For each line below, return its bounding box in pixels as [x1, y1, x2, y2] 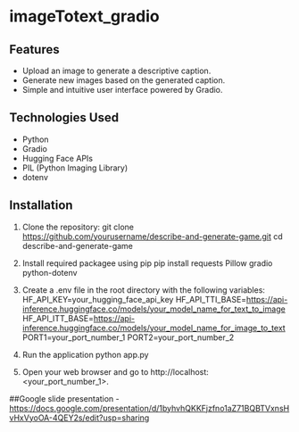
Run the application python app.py [21, 349, 149, 360]
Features [9, 42, 60, 57]
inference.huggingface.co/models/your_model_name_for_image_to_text [21, 322, 286, 333]
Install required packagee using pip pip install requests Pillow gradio [21, 257, 273, 269]
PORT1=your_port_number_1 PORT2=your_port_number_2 [21, 332, 235, 343]
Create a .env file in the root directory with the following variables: [21, 284, 266, 295]
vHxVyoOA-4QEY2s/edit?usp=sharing [9, 412, 150, 423]
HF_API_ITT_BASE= [21, 312, 94, 323]
